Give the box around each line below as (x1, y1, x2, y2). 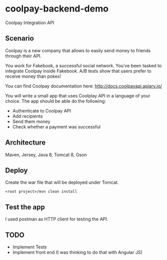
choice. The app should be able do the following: (5, 98, 106, 104)
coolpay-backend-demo (5, 3, 109, 15)
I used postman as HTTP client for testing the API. (5, 216, 109, 222)
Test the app (5, 203, 45, 211)
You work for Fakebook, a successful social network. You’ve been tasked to (5, 62, 162, 68)
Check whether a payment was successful (12, 123, 101, 129)
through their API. (5, 53, 42, 59)
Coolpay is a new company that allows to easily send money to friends (5, 47, 151, 53)
